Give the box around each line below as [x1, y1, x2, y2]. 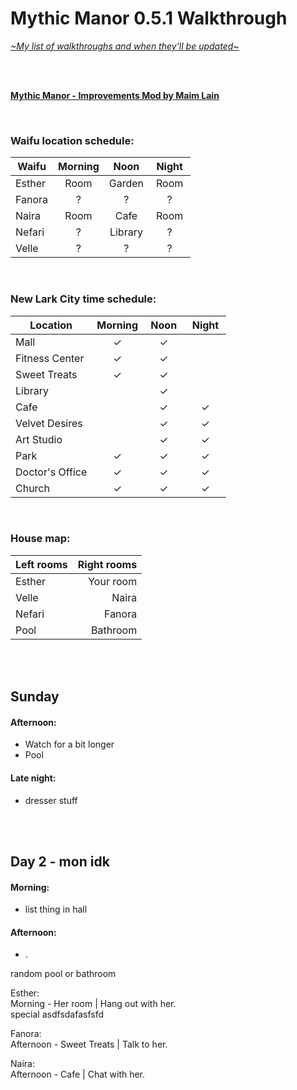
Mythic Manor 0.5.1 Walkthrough [10, 7, 288, 30]
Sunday [10, 688, 60, 706]
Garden [108, 177, 145, 191]
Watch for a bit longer [24, 738, 115, 751]
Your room [88, 574, 138, 588]
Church [15, 481, 50, 495]
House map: [10, 532, 71, 546]
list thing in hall [24, 903, 88, 916]
